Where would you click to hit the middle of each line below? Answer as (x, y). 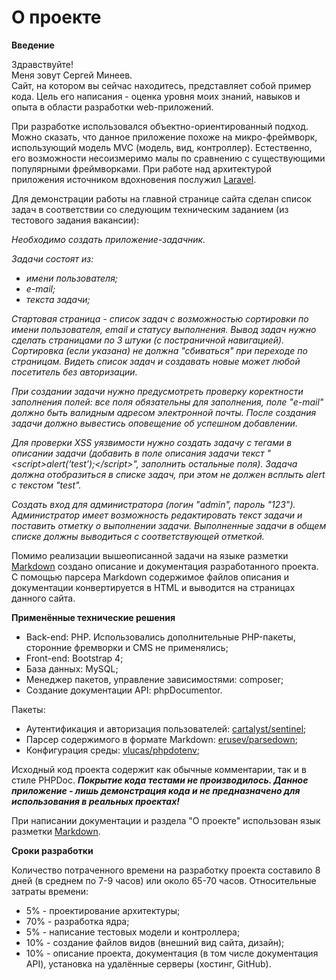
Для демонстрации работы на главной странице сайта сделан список (161, 198)
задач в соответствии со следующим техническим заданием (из (150, 209)
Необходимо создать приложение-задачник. (108, 239)
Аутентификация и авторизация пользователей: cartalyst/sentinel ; (166, 728)
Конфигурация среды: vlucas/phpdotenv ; (113, 750)
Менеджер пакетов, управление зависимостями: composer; (154, 679)
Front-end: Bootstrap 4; (74, 658)
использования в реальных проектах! (96, 801)
